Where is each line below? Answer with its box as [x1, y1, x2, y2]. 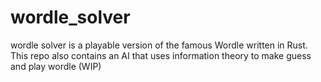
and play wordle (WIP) [10, 60, 102, 72]
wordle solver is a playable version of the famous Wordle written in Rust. [10, 39, 308, 51]
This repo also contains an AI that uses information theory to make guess [10, 49, 312, 61]
